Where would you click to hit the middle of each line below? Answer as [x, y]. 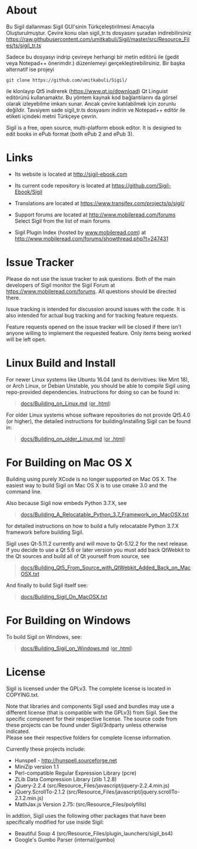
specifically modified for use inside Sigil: [55, 822]
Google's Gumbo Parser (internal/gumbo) [65, 840]
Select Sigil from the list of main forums [62, 221]
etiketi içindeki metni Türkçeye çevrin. [52, 116]
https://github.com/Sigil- [141, 185]
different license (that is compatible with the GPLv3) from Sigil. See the [92, 712]
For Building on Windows [69, 620]
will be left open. [26, 339]
